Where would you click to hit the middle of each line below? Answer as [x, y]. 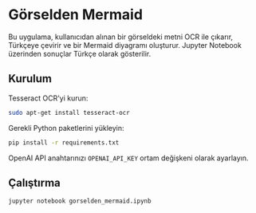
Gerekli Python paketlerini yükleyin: [66, 128]
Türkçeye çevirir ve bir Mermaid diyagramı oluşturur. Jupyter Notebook [125, 45]
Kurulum [30, 79]
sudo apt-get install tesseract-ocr [69, 112]
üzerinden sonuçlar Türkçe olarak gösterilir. [80, 53]
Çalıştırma [35, 182]
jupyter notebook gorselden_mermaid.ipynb [80, 201]
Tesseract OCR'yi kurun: [48, 98]
